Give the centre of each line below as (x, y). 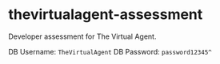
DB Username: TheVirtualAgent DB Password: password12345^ (110, 51)
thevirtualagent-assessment (106, 15)
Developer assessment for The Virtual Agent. (82, 36)
